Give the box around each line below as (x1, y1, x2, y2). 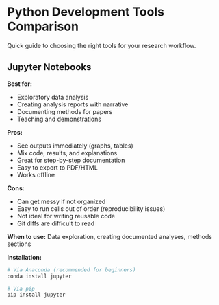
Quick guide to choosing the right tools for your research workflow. (7, 41, 196, 49)
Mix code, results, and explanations (16, 148, 118, 157)
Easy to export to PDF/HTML (16, 163, 98, 172)
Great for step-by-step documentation (16, 156, 125, 164)
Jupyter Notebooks (7, 61, 92, 73)
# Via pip (7, 285, 36, 292)
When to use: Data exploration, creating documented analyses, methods (7, 232, 212, 240)
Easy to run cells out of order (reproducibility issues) (16, 204, 166, 213)
